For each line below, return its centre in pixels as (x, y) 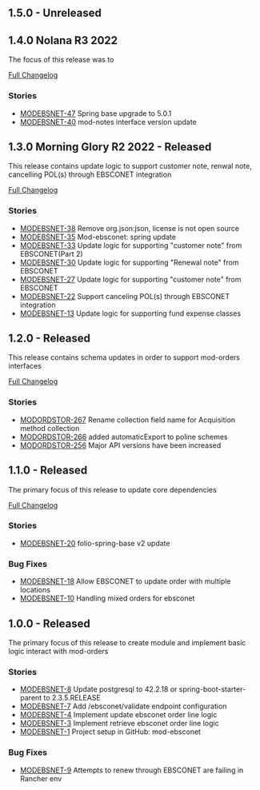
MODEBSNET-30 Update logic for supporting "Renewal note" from (129, 262)
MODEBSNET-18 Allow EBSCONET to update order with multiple (125, 581)
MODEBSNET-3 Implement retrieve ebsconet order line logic (119, 724)
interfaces (25, 366)
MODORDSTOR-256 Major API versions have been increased (120, 445)
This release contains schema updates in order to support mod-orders (124, 357)
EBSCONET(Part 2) (51, 253)
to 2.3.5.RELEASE (72, 698)
